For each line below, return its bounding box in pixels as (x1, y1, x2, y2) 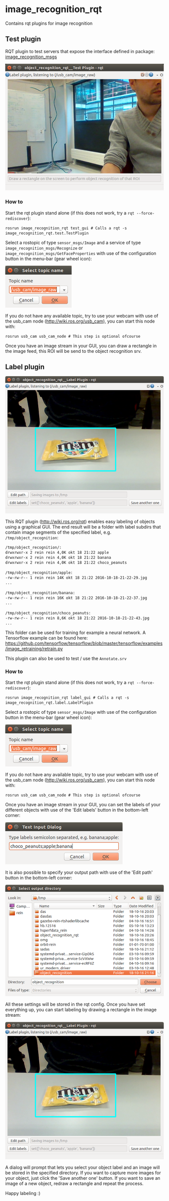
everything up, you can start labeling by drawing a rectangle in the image (5, 1007, 157, 1013)
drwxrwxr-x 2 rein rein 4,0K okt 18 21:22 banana (5, 555, 112, 560)
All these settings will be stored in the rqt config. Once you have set (5, 1001, 145, 1008)
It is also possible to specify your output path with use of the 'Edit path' (5, 869, 153, 875)
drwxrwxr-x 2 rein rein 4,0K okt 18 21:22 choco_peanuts (5, 560, 127, 565)
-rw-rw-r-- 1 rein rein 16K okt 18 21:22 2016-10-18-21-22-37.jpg (5, 596, 147, 601)
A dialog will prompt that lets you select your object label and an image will (5, 1165, 160, 1171)
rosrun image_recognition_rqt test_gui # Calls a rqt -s (5, 226, 127, 231)
